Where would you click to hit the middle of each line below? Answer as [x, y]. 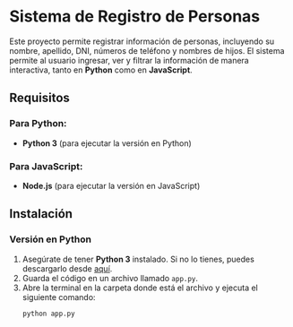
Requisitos [39, 98]
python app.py [48, 314]
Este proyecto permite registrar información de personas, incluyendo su [142, 41]
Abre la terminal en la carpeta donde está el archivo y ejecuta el [140, 288]
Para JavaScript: [46, 166]
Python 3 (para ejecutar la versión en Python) [107, 143]
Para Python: [38, 124]
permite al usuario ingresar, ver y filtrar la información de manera [129, 60]
